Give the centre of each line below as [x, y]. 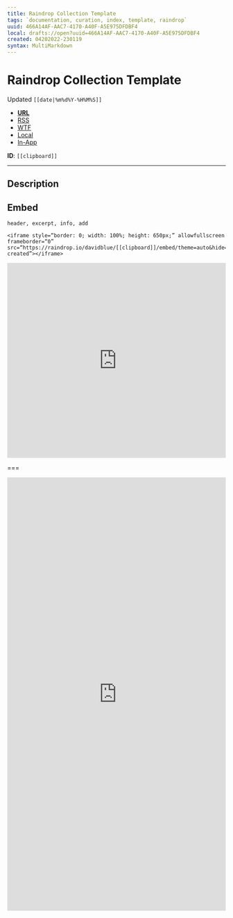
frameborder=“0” [31, 242]
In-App [27, 142]
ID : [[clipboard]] [32, 155]
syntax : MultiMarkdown [40, 46]
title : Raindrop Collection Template [62, 14]
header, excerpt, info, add [48, 224]
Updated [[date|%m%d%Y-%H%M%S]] [55, 99]
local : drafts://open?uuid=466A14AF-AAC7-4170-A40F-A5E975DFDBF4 [103, 33]
